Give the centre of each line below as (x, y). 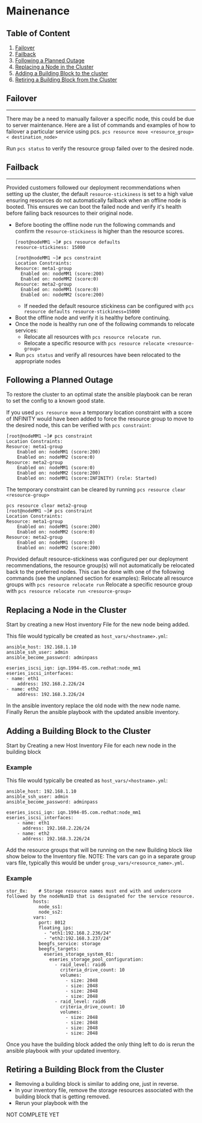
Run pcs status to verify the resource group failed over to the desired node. (100, 148)
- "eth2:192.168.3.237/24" (78, 938)
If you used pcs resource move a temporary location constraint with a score (99, 413)
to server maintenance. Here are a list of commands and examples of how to (101, 125)
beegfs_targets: (59, 949)
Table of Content (38, 33)
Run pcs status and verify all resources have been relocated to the (98, 355)
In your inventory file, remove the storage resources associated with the (104, 1091)
